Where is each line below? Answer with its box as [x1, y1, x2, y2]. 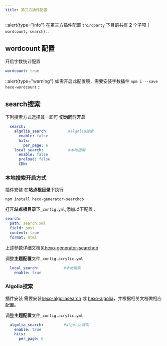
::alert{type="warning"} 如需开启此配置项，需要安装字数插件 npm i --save [5, 78, 158, 84]
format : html [10, 235, 37, 240]
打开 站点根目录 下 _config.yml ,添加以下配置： [5, 206, 97, 212]
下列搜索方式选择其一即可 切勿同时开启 [5, 114, 86, 120]
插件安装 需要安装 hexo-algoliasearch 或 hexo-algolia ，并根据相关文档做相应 [5, 295, 162, 301]
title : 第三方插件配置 [5, 7, 48, 13]
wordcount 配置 [5, 44, 55, 53]
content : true [10, 230, 39, 235]
